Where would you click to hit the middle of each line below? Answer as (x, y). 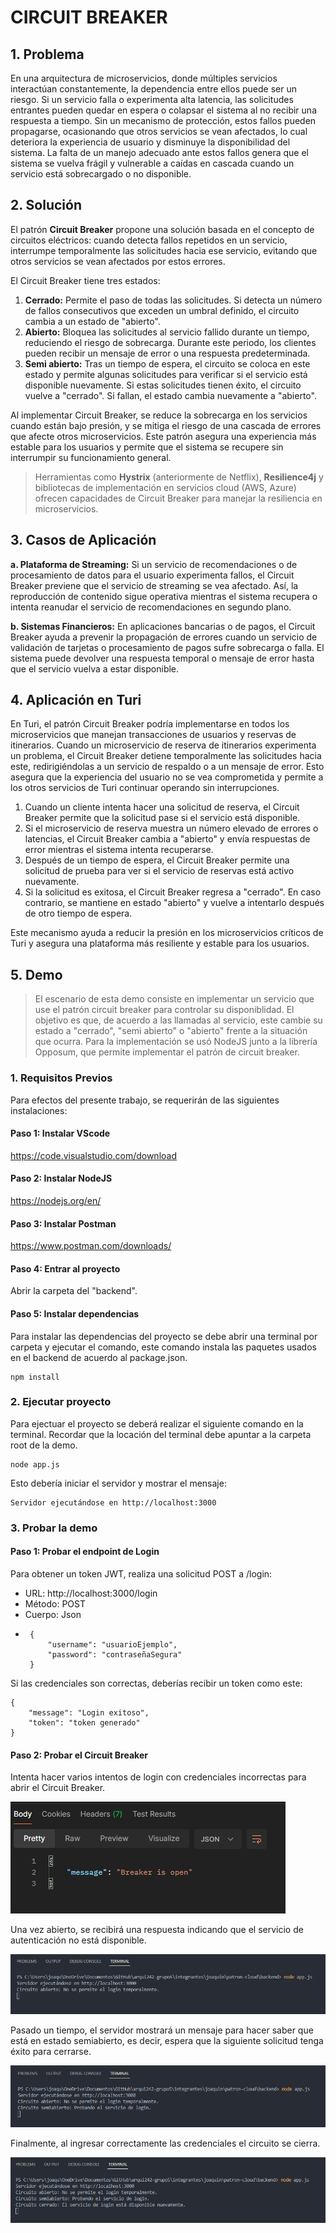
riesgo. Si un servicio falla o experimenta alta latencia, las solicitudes (152, 99)
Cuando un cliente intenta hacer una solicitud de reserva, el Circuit (162, 807)
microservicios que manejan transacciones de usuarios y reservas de (153, 735)
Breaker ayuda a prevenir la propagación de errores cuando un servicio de (164, 637)
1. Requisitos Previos (61, 1078)
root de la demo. (44, 1445)
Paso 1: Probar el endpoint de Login (85, 1552)
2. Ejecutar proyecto (61, 1402)
